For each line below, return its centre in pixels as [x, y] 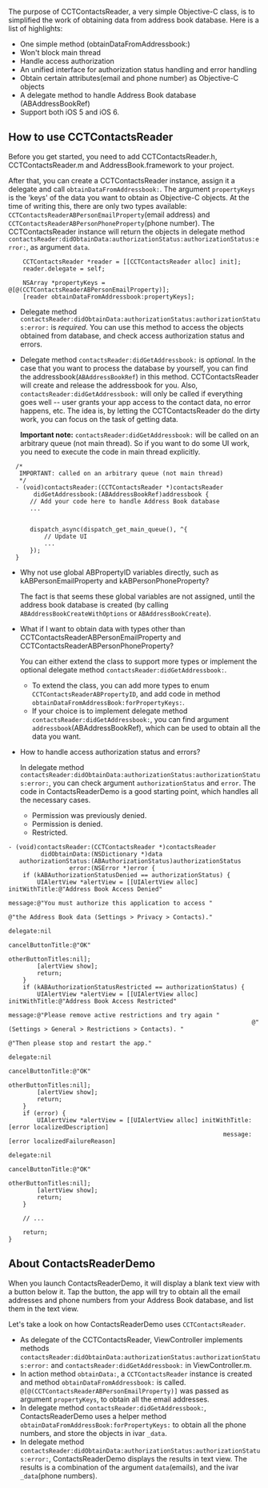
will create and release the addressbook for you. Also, [109, 385]
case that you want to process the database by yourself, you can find [134, 368]
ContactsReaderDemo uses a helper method [93, 1416]
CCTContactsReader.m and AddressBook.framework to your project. [121, 165]
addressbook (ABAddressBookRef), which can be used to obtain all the [146, 728]
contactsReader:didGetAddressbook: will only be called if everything [131, 393]
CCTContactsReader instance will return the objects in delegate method [127, 231]
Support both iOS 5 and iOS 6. [70, 112]
